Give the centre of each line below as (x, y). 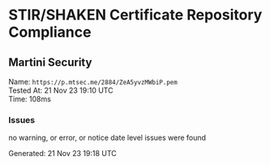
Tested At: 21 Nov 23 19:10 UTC (61, 90)
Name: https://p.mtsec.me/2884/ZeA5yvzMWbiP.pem (93, 82)
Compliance (50, 32)
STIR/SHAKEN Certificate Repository (135, 15)
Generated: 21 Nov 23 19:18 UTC (63, 154)
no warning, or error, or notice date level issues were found (107, 138)
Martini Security (50, 62)
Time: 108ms (30, 99)
